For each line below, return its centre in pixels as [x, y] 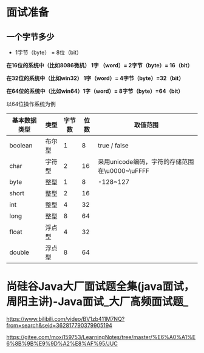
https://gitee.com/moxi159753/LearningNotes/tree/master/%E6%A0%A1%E [101, 337]
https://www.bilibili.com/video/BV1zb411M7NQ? [66, 318]
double [19, 252]
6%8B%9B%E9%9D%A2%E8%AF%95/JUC [62, 343]
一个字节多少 [30, 37]
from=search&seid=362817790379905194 [59, 325]
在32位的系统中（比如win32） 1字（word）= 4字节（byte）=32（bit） [95, 78]
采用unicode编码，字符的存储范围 [146, 162]
